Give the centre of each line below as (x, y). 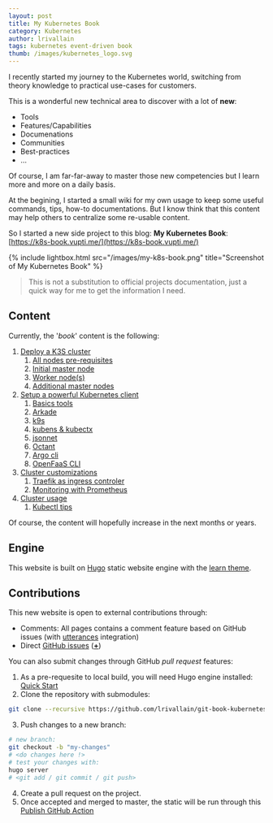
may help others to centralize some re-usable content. (99, 217)
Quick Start (39, 686)
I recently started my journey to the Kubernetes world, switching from (125, 77)
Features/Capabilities (56, 126)
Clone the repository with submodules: (85, 695)
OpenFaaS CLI (56, 463)
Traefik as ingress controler (78, 481)
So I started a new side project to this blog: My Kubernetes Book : (119, 233)
